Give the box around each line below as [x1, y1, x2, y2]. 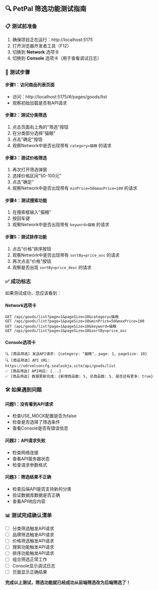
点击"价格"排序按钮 [12, 246, 51, 252]
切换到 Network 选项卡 [12, 49, 59, 55]
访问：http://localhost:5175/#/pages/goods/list [12, 93, 107, 100]
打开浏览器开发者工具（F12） [12, 42, 72, 48]
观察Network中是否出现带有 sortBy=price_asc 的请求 [12, 252, 120, 258]
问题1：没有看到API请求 [5, 401, 53, 407]
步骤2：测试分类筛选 [5, 112, 47, 118]
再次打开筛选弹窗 [12, 167, 47, 173]
